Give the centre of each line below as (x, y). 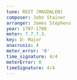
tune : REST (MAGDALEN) (35, 12)
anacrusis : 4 (23, 46)
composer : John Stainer (36, 17)
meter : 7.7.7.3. (26, 34)
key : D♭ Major (24, 40)
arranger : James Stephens (38, 23)
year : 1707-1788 (26, 29)
